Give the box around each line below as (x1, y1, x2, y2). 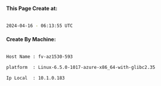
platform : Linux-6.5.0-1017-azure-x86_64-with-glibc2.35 (6, 65, 156, 71)
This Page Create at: (6, 5, 58, 12)
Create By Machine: (6, 35, 56, 42)
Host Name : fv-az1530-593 (6, 54, 73, 60)
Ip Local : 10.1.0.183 (6, 75, 65, 81)
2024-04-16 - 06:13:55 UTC (6, 23, 73, 29)
